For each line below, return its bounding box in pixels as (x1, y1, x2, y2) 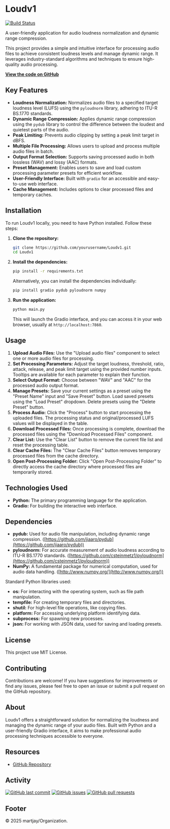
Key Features (5, 86, 48, 95)
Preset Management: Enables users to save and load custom (12, 164, 141, 171)
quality (5, 61, 20, 67)
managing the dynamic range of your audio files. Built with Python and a (5, 722, 156, 728)
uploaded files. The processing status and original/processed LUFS (12, 415, 154, 421)
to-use (12, 180, 27, 186)
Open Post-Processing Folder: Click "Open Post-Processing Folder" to (12, 458, 162, 464)
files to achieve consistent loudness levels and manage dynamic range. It (5, 50, 158, 57)
